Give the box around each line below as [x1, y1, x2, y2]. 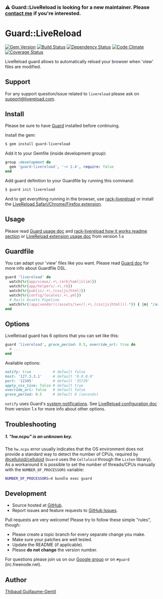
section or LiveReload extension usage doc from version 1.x [5, 233, 124, 239]
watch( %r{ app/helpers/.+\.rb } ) [9, 284, 73, 289]
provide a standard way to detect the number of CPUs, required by [5, 451, 138, 457]
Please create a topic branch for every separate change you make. [12, 531, 146, 537]
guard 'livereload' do [5, 275, 51, 280]
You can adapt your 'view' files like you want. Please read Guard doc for [5, 260, 149, 266]
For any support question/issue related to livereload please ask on [5, 90, 139, 96]
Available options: [5, 360, 41, 366]
